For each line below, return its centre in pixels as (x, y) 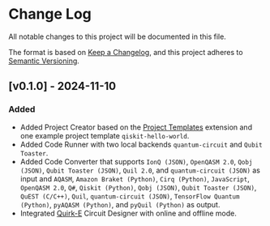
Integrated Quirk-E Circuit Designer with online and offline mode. (128, 213)
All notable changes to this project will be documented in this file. (118, 36)
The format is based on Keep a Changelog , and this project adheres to (126, 52)
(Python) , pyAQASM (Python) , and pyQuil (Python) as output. (120, 204)
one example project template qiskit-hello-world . (105, 135)
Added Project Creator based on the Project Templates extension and (136, 127)
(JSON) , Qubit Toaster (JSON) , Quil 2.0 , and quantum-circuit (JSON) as (140, 170)
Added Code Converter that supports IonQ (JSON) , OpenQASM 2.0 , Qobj (136, 161)
